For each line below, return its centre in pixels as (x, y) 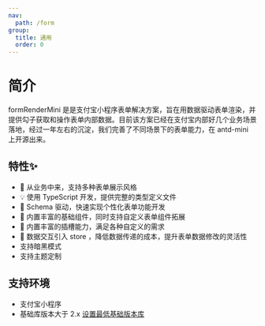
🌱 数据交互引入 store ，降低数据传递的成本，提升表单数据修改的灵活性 (133, 236)
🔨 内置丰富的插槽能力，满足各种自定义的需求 (92, 227)
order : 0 (30, 45)
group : (19, 30)
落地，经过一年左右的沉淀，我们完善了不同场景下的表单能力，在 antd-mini (128, 129)
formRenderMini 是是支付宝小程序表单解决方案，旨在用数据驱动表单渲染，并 (132, 110)
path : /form (35, 23)
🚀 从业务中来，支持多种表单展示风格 (78, 187)
